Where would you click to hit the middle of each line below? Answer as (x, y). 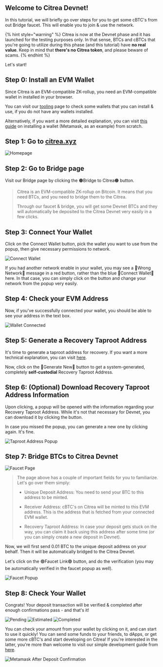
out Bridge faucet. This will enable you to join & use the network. (70, 25)
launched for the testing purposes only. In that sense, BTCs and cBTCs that (80, 39)
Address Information (37, 395)
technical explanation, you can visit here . (46, 357)
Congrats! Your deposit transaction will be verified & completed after (74, 605)
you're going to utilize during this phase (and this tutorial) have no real (75, 45)
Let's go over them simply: (44, 483)
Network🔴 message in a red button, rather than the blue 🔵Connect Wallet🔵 (80, 273)
